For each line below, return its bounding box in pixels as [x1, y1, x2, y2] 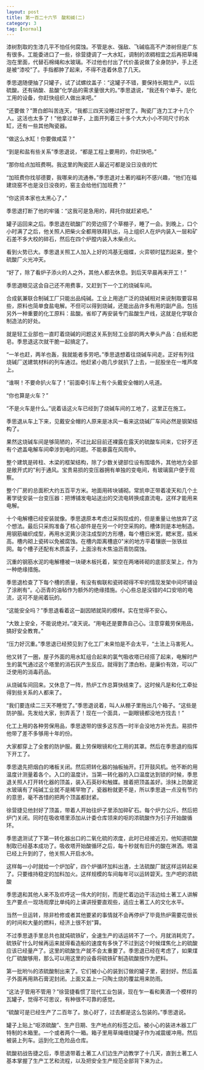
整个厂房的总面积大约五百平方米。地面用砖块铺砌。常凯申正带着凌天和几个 [6, 487, 192, 494]
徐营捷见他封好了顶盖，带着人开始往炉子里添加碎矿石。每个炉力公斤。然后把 [6, 806, 198, 814]
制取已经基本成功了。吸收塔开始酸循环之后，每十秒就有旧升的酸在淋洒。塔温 [6, 842, 198, 849]
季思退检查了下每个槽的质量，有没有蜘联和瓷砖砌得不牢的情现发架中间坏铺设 [6, 578, 198, 586]
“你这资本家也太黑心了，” [6, 194, 67, 202]
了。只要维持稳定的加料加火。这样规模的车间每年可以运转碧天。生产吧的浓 [6, 870, 192, 878]
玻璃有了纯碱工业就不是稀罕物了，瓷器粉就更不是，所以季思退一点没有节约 [11, 786, 198, 794]
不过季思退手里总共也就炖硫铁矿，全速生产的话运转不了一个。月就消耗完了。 [6, 932, 198, 939]
